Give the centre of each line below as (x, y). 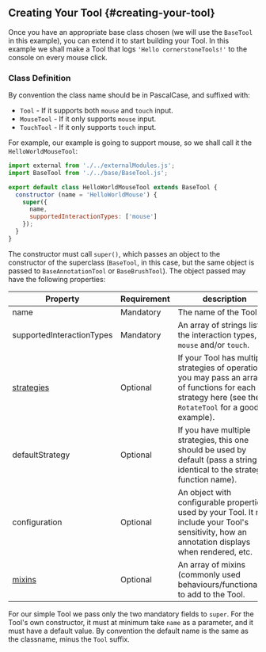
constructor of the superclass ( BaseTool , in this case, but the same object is (131, 262)
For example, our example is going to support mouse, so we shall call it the (130, 143)
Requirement (145, 299)
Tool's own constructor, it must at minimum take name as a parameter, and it (131, 622)
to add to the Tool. (211, 594)
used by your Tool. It (216, 512)
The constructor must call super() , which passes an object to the (114, 254)
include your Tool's (213, 522)
